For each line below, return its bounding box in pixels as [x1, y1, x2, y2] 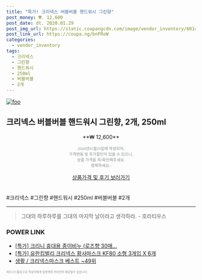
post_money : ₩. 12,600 [6, 14, 63, 20]
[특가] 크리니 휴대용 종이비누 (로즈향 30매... [14, 242, 117, 250]
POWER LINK [6, 228, 45, 236]
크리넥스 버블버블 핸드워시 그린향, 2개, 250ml [6, 117, 167, 127]
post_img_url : [6, 25, 42, 32]
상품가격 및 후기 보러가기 [72, 173, 130, 181]
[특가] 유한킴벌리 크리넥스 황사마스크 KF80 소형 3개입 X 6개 [14, 250, 156, 257]
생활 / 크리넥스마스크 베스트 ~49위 [14, 257, 97, 265]
